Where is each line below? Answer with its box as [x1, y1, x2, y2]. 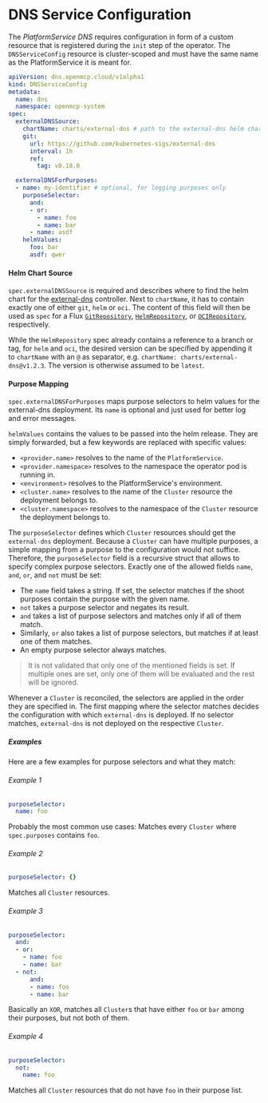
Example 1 [8, 775, 42, 784]
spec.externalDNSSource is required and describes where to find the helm [8, 286, 249, 296]
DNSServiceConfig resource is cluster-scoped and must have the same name [8, 49, 259, 58]
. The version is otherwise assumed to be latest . [43, 361, 205, 371]
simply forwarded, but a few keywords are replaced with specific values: [8, 438, 247, 447]
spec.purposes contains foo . [8, 831, 100, 840]
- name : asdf [29, 228, 73, 236]
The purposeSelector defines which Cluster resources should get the [8, 528, 236, 538]
